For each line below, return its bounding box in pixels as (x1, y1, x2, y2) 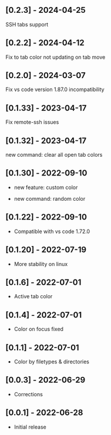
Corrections (14, 390, 43, 397)
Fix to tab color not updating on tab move (5, 53, 106, 60)
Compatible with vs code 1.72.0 (14, 228, 90, 235)
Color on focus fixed (14, 326, 64, 333)
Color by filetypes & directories (14, 358, 89, 365)
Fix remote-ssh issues (5, 119, 59, 126)
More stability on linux (14, 260, 68, 267)
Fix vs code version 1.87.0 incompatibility (5, 86, 105, 93)
